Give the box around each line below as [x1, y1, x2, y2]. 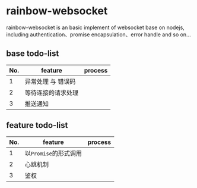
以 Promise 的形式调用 [24, 149, 82, 157]
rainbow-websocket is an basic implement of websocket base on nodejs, [6, 24, 185, 31]
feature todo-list [6, 120, 68, 130]
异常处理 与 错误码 [24, 77, 76, 86]
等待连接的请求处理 [24, 88, 79, 96]
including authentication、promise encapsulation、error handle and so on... [6, 31, 191, 38]
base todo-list [6, 49, 59, 59]
